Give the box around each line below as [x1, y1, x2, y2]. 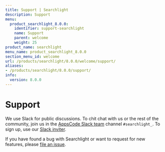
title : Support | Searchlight [5, 7, 69, 13]
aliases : [5, 63, 24, 68]
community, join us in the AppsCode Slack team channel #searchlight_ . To [5, 121, 160, 127]
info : [5, 73, 17, 78]
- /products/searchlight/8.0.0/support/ [5, 68, 92, 73]
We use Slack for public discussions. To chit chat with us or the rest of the [5, 115, 159, 121]
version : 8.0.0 [10, 77, 42, 82]
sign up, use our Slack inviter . [5, 126, 66, 132]
